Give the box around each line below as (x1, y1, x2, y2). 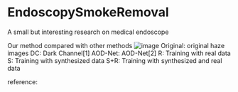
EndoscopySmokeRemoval (7, 4, 169, 21)
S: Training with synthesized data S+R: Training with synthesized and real (7, 56, 222, 64)
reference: (7, 77, 38, 86)
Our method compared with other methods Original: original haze (7, 41, 225, 50)
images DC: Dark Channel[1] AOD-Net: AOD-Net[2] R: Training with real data (7, 49, 231, 57)
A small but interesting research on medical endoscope (7, 28, 169, 36)
